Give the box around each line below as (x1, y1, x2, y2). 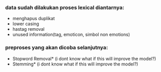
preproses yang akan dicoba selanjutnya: (5, 44, 108, 51)
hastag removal (12, 26, 45, 32)
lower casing (12, 21, 39, 27)
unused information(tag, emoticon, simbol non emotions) (12, 32, 130, 38)
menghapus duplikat (12, 16, 55, 22)
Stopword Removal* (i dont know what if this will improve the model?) (12, 55, 156, 61)
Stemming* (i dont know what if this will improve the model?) (12, 61, 138, 67)
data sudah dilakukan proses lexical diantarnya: (5, 4, 124, 11)
